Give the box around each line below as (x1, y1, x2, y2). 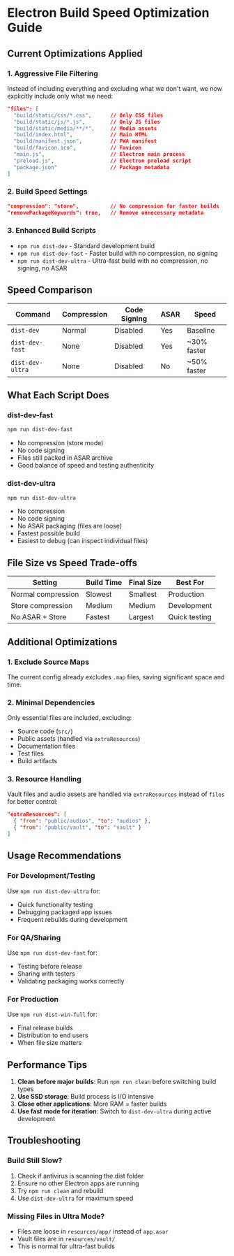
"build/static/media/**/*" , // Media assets (13, 124, 157, 132)
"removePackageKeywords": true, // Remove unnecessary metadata (7, 209, 204, 216)
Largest (128, 612, 154, 622)
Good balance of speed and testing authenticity (17, 461, 155, 470)
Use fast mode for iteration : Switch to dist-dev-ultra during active (17, 1107, 212, 1116)
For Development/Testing (7, 871, 95, 881)
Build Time (86, 578, 123, 588)
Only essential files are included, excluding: (7, 714, 132, 722)
